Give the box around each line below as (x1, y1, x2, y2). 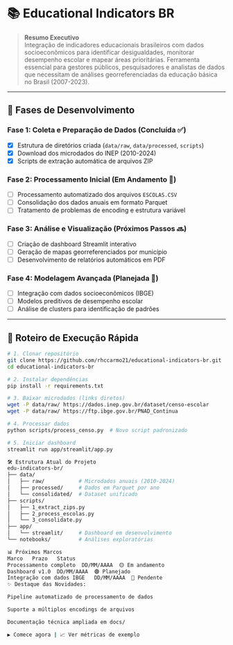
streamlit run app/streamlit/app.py (7, 446, 113, 453)
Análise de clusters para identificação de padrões (17, 305, 159, 313)
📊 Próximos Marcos (7, 548, 62, 555)
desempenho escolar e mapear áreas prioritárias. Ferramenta (24, 55, 200, 63)
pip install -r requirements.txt (7, 382, 104, 390)
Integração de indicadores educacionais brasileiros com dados (24, 40, 205, 49)
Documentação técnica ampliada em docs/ (7, 619, 126, 626)
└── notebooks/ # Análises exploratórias (7, 536, 154, 543)
